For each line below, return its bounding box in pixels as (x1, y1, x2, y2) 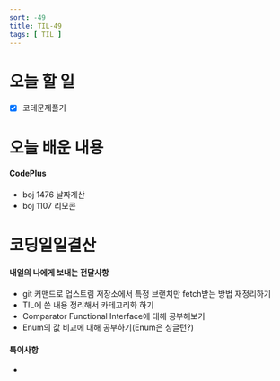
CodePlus (9, 168, 47, 179)
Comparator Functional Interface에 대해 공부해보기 (22, 311, 206, 322)
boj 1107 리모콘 (22, 200, 76, 211)
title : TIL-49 (9, 22, 63, 30)
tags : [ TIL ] (9, 30, 63, 39)
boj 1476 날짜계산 (22, 189, 85, 200)
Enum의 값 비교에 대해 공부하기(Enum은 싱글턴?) (22, 322, 195, 333)
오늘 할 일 (9, 71, 75, 91)
